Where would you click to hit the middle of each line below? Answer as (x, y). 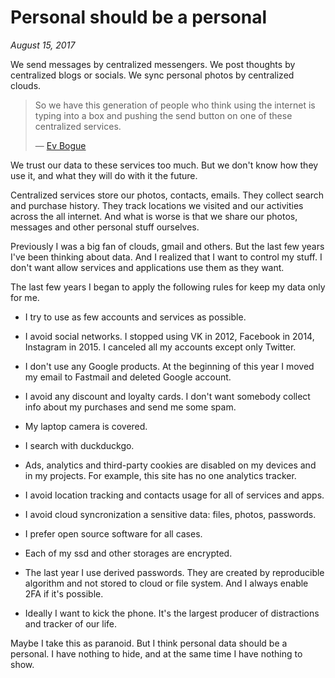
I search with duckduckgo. (79, 445)
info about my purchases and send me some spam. (130, 407)
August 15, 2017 (43, 45)
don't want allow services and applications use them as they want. (147, 267)
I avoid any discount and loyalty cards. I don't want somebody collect (167, 396)
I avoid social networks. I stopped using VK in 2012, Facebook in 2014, (169, 336)
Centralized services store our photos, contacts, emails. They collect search (167, 195)
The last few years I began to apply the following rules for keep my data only (168, 287)
